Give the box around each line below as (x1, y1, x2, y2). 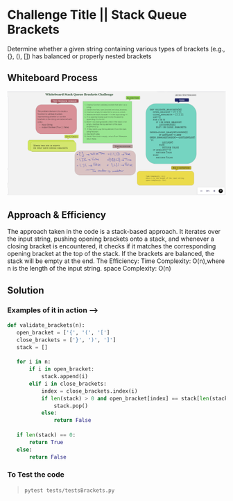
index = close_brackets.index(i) (41, 387, 138, 395)
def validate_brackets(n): (7, 321, 85, 329)
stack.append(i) (41, 373, 89, 380)
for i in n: (16, 358, 51, 366)
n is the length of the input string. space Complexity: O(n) (7, 264, 171, 273)
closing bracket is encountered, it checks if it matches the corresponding (7, 242, 216, 250)
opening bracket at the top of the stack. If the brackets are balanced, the (7, 250, 215, 258)
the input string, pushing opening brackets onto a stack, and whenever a (7, 235, 215, 243)
